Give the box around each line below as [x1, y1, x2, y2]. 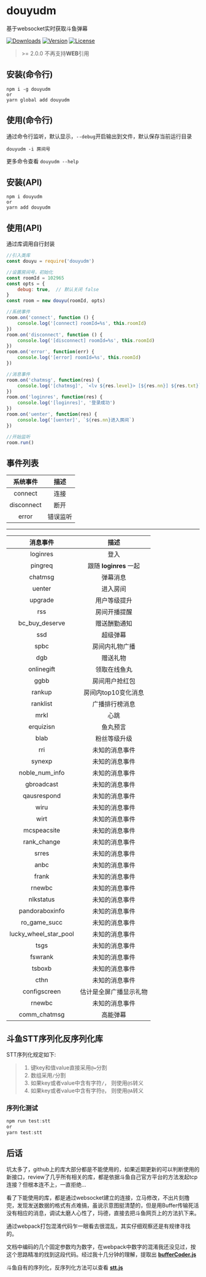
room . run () [6, 440, 34, 446]
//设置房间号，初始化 [6, 269, 53, 275]
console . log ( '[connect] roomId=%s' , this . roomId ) [17, 320, 147, 326]
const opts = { [6, 281, 45, 287]
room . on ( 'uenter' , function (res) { [6, 411, 97, 417]
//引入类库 [6, 252, 31, 258]
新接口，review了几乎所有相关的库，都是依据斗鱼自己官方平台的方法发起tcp [6, 1173, 198, 1181]
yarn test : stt [6, 1130, 43, 1136]
